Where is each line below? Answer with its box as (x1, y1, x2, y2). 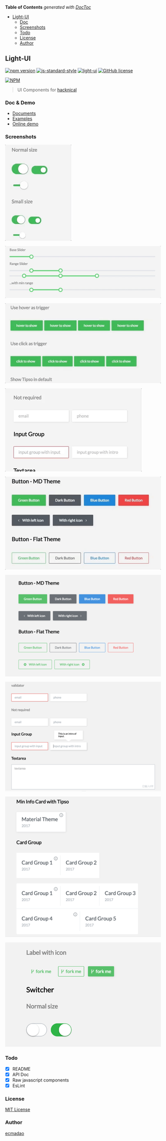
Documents (12, 110, 36, 116)
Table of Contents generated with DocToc (5, 4, 91, 10)
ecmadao (5, 1130, 25, 1136)
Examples (12, 116, 33, 122)
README (12, 1066, 31, 1072)
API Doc (12, 1071, 29, 1077)
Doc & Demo (5, 99, 36, 106)
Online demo (12, 121, 39, 127)
